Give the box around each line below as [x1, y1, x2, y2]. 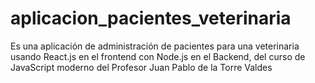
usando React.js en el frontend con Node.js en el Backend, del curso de [10, 50, 306, 62]
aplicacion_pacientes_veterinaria [10, 7, 292, 30]
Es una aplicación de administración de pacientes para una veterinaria [10, 40, 300, 52]
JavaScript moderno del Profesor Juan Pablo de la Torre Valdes [10, 61, 273, 73]
